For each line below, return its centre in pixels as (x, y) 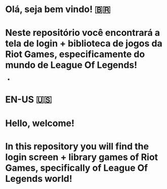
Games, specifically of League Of (77, 168)
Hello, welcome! (40, 123)
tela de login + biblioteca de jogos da (84, 44)
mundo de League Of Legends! (71, 65)
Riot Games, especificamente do (75, 54)
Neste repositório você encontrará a (83, 33)
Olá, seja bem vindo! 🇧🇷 (58, 9)
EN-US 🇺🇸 (29, 100)
